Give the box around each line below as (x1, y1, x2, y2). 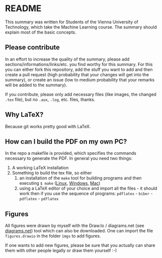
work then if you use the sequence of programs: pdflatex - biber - (19, 191, 153, 196)
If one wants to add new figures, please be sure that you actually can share (5, 242, 155, 248)
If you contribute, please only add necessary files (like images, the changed (5, 91, 157, 97)
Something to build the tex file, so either (12, 170, 92, 176)
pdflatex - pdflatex (19, 196, 59, 202)
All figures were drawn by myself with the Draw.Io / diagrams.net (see (5, 223, 145, 228)
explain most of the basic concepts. (5, 29, 77, 35)
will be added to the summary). (5, 82, 67, 88)
